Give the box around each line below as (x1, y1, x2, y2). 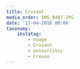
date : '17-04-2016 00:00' (6, 20, 71, 26)
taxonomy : (6, 25, 31, 32)
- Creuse (28, 53, 50, 59)
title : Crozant (6, 8, 45, 15)
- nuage (28, 37, 47, 43)
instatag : (17, 31, 42, 37)
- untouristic (28, 48, 63, 54)
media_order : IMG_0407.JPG (6, 14, 74, 20)
